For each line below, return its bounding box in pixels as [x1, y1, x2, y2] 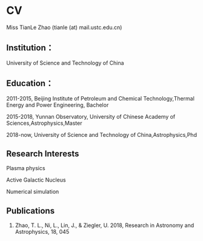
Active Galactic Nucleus [6, 176, 66, 183]
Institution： [6, 43, 55, 53]
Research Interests [6, 148, 79, 159]
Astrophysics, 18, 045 [15, 228, 70, 236]
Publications [6, 205, 55, 216]
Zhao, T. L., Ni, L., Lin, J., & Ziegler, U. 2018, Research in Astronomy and [15, 222, 195, 229]
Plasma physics [6, 165, 45, 172]
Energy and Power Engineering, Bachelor [6, 101, 109, 108]
